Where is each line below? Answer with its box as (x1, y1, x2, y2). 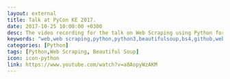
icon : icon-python (7, 55, 60, 62)
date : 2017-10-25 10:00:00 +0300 (7, 23, 103, 30)
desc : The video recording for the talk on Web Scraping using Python (7, 29, 213, 36)
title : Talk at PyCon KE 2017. (7, 16, 97, 23)
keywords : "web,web (7, 36, 63, 43)
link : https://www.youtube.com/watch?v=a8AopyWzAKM (7, 61, 157, 68)
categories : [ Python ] (7, 42, 69, 49)
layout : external (7, 10, 57, 17)
